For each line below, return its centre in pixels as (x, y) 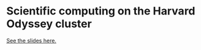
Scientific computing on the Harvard (101, 11)
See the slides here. (32, 40)
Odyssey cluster (49, 24)
